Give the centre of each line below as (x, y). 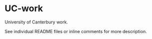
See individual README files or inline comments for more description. (76, 31)
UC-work (24, 9)
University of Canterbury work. (36, 22)
